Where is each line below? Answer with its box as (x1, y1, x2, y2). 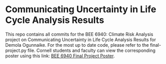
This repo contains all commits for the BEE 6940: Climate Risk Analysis (5, 31, 153, 37)
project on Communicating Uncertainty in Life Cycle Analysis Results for (5, 37, 156, 43)
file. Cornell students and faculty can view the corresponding (27, 47, 156, 53)
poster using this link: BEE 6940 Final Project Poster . (5, 52, 115, 59)
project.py (5, 47, 27, 53)
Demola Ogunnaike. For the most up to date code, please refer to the (5, 42, 149, 48)
